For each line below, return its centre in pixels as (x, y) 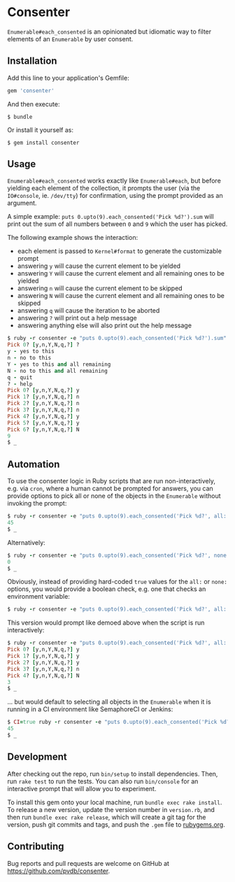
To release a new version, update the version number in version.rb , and (111, 809)
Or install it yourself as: (40, 129)
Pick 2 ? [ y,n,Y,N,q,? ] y (43, 662)
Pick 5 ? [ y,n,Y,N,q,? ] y (43, 423)
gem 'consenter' (31, 91)
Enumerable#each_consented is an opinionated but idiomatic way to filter (109, 31)
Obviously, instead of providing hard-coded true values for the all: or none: (117, 582)
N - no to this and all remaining (58, 371)
